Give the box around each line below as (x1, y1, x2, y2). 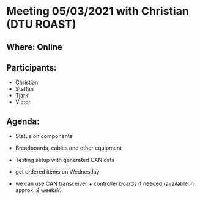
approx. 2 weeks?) (15, 187, 62, 194)
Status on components (15, 133, 73, 140)
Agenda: (6, 116, 40, 126)
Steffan (15, 85, 34, 93)
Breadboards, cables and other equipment (15, 144, 122, 152)
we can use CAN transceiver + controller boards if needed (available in (15, 180, 194, 188)
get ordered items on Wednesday (15, 168, 100, 175)
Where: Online (6, 42, 63, 52)
